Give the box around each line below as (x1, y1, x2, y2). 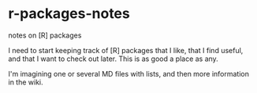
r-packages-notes (8, 5, 130, 23)
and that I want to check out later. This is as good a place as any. (8, 54, 218, 63)
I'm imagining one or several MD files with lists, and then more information (8, 69, 250, 78)
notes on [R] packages (8, 30, 82, 40)
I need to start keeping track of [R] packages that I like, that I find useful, (8, 45, 244, 55)
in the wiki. (8, 77, 43, 87)
